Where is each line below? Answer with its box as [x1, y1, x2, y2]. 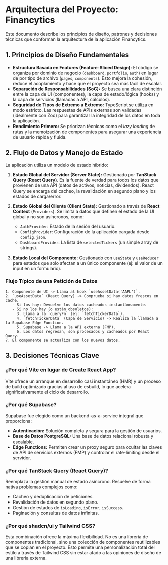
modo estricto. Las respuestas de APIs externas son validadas [12, 107, 142, 113]
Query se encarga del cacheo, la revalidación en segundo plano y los [12, 187, 156, 194]
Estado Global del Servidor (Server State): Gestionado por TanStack [12, 171, 157, 177]
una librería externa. [5, 555, 47, 561]
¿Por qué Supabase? [5, 401, 57, 408]
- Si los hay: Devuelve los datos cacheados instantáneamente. [12, 302, 147, 307]
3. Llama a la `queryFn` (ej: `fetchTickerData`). [16, 311, 125, 316]
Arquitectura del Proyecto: [5, 4, 119, 15]
